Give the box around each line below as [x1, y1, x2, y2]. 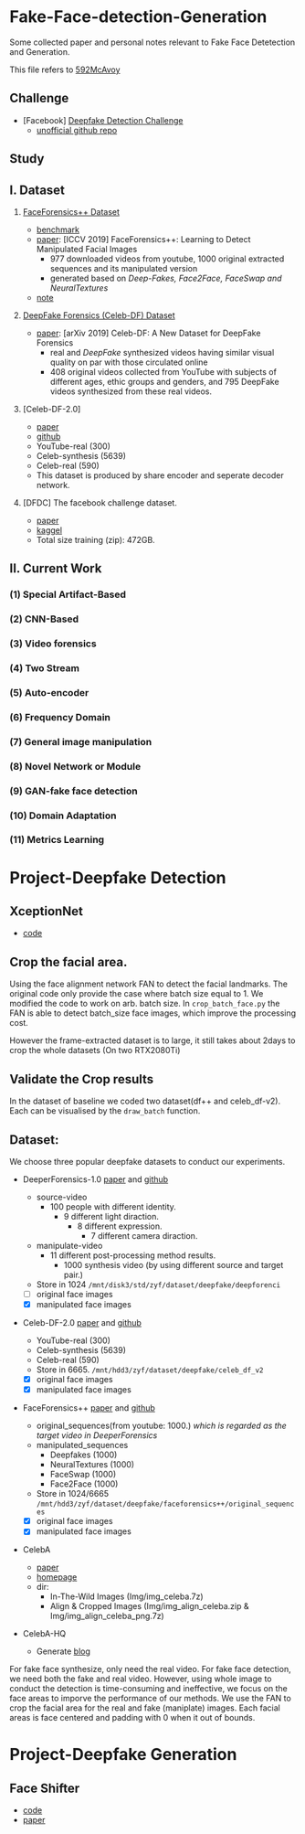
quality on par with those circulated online [49, 357, 208, 368]
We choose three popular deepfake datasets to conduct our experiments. [9, 1156, 286, 1167]
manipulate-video [36, 1240, 103, 1251]
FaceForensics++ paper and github [22, 1402, 155, 1413]
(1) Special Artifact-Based [9, 588, 126, 601]
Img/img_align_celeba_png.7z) [49, 1611, 164, 1622]
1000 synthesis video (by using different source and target [63, 1259, 284, 1270]
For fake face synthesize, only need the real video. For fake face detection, [9, 1664, 291, 1675]
